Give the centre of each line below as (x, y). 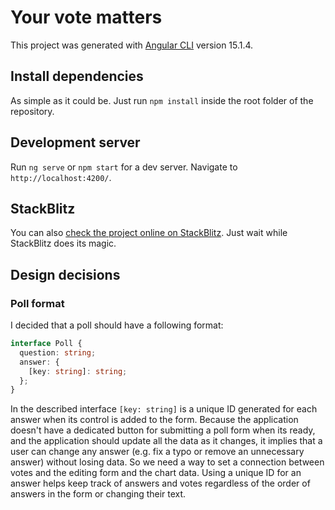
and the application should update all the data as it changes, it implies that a (166, 441)
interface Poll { (46, 344)
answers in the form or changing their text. (98, 494)
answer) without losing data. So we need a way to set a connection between (167, 462)
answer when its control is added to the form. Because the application (154, 420)
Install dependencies (77, 76)
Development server (75, 142)
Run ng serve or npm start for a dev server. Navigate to (124, 167)
